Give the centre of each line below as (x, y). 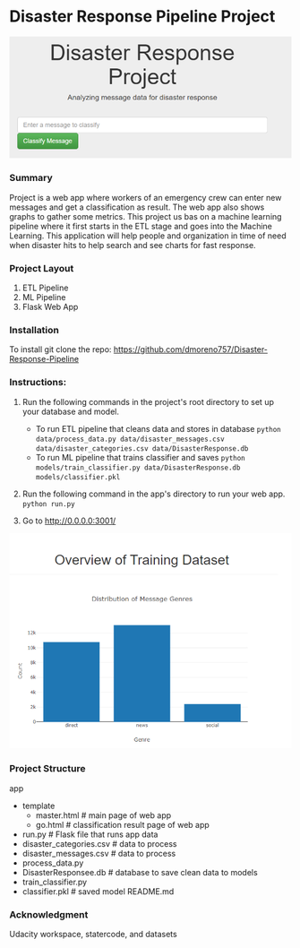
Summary (31, 178)
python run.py (48, 504)
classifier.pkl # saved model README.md (98, 891)
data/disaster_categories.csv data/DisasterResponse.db (142, 448)
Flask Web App (50, 307)
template (39, 806)
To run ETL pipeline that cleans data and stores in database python (159, 428)
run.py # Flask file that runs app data (90, 834)
